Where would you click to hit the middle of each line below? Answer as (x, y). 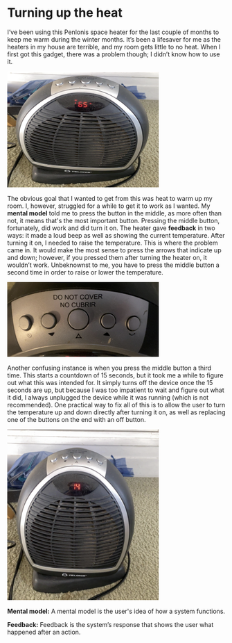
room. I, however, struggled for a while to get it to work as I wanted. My (109, 206)
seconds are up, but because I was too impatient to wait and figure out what (116, 390)
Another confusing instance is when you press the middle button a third (109, 368)
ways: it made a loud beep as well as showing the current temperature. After (116, 236)
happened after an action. (44, 632)
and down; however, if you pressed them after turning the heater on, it (107, 258)
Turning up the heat (65, 13)
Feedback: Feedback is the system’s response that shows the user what (110, 625)
